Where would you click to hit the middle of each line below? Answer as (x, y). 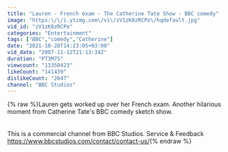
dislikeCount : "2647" (39, 78)
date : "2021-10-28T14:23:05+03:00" (59, 46)
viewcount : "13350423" (40, 65)
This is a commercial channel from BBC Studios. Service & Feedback (106, 134)
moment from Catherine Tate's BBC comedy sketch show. (90, 112)
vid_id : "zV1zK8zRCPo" (40, 26)
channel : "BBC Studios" (42, 85)
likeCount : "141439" (37, 71)
